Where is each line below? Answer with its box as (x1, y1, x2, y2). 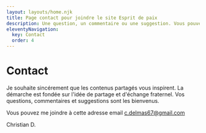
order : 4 (12, 37, 34, 44)
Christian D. (6, 121, 36, 128)
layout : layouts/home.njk (6, 9, 72, 15)
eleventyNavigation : (6, 26, 59, 32)
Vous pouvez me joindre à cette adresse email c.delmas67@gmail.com (6, 108, 185, 116)
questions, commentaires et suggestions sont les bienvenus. (6, 97, 159, 104)
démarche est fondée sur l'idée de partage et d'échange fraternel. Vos (6, 90, 185, 98)
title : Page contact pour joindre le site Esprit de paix (6, 15, 158, 21)
